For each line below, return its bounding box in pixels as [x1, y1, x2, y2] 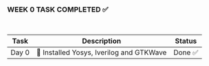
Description [82, 36, 122, 46]
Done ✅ [173, 48, 199, 57]
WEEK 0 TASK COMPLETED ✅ [7, 5, 109, 14]
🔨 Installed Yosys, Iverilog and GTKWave [36, 48, 167, 57]
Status [175, 36, 197, 46]
